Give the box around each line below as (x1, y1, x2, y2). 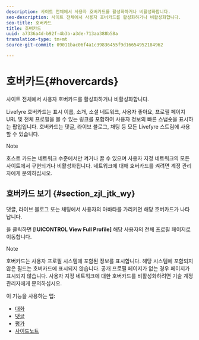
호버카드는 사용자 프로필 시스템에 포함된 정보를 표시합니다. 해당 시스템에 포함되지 (6, 257, 194, 264)
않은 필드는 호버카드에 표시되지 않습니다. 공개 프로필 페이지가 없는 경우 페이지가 (6, 264, 190, 272)
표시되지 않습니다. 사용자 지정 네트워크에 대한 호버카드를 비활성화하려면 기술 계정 (6, 272, 194, 279)
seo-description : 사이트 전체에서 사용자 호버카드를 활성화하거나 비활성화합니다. (6, 14, 181, 20)
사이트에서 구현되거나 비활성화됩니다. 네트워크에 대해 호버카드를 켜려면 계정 (6, 162, 181, 169)
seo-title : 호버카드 (6, 20, 52, 26)
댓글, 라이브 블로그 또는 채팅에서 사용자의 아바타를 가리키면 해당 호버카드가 (6, 205, 179, 213)
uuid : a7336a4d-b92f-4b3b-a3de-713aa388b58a (6, 31, 118, 37)
